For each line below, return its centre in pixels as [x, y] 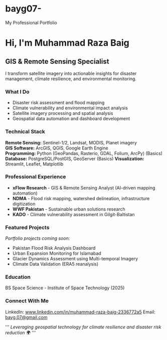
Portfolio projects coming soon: [38, 238]
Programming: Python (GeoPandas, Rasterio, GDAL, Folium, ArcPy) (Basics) [84, 153]
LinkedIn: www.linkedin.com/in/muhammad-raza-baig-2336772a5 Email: [80, 312]
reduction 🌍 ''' [21, 332]
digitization [24, 204]
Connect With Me [27, 301]
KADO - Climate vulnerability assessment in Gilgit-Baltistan [73, 214]
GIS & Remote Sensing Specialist [57, 61]
